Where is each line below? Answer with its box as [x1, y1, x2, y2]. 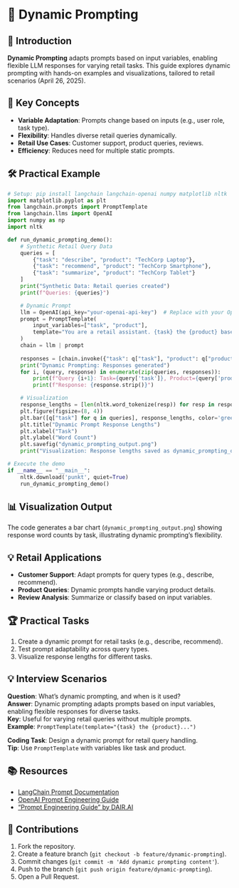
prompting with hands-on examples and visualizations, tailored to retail [7, 69, 216, 77]
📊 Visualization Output [7, 500, 112, 512]
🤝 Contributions [7, 823, 79, 835]
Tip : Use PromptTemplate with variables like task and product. [7, 743, 186, 752]
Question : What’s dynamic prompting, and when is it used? [7, 691, 181, 701]
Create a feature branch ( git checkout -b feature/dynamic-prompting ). [17, 850, 227, 858]
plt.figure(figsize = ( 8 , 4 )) [20, 408, 103, 415]
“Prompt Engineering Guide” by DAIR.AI [17, 802, 134, 811]
